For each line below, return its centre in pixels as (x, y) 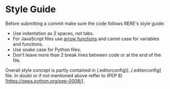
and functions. (28, 44)
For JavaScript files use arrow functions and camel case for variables (86, 39)
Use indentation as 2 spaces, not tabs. (53, 33)
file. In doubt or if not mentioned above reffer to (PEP (61, 75)
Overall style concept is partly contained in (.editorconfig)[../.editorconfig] (83, 70)
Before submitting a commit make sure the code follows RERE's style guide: (85, 23)
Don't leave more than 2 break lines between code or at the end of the (87, 55)
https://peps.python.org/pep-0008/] (45, 81)
